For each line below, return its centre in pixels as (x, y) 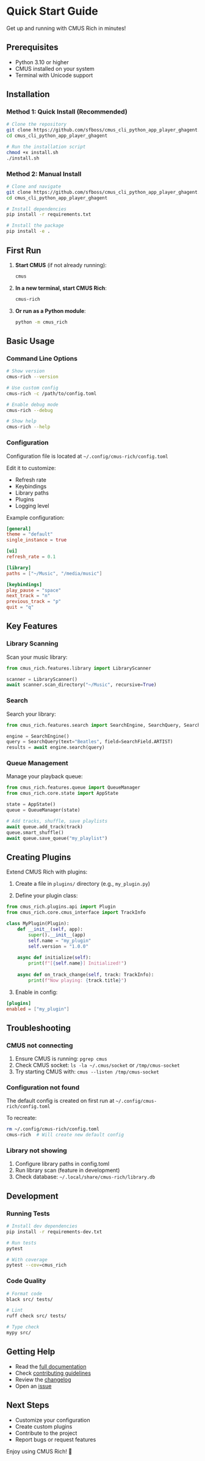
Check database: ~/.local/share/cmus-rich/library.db (85, 1177)
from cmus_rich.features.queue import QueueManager (73, 788)
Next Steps (28, 1405)
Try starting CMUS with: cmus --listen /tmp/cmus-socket (87, 1072)
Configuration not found (43, 1087)
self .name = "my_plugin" (60, 940)
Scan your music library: (37, 657)
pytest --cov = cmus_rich (37, 1265)
